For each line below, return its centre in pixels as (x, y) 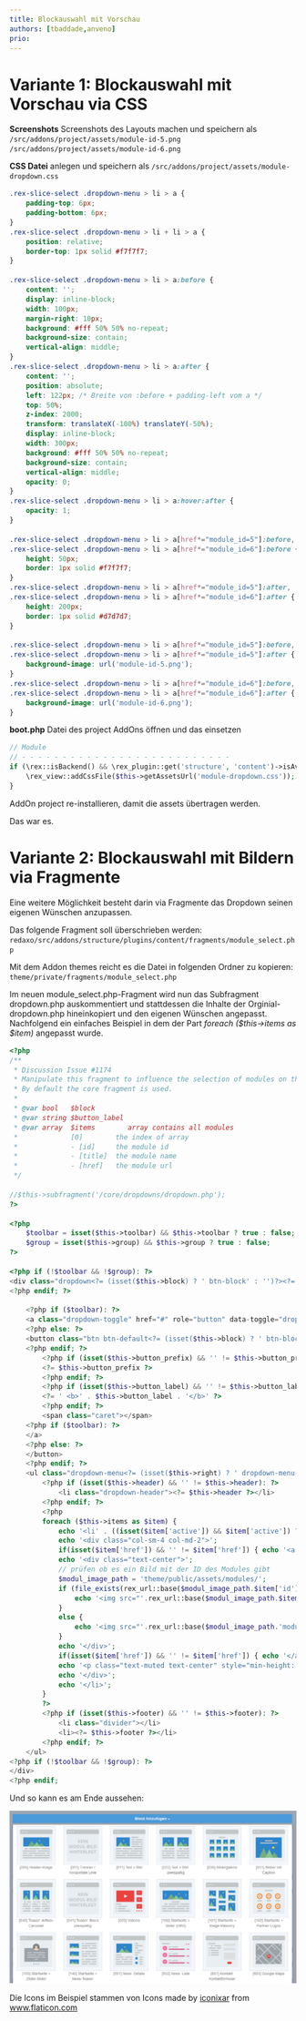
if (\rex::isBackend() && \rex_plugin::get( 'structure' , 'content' (140, 767)
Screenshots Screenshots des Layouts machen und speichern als (133, 129)
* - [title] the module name (95, 1157)
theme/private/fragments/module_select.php (93, 977)
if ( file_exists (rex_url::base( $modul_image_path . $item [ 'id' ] (178, 1588)
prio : (20, 38)
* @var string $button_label (69, 1118)
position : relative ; (65, 241)
